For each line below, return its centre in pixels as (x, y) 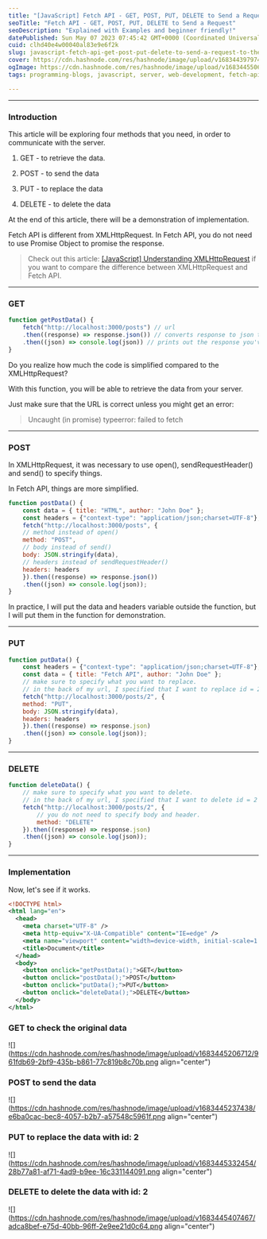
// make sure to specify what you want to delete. (108, 793)
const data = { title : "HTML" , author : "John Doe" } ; (113, 510)
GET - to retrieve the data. (62, 158)
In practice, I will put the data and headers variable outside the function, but (132, 607)
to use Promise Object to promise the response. (86, 243)
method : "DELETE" (65, 822)
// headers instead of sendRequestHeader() (96, 562)
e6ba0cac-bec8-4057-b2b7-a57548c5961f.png (87, 1117)
